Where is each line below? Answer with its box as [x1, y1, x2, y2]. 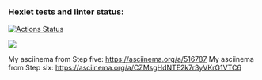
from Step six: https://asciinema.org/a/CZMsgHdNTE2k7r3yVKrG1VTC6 [8, 63, 241, 73]
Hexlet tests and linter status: [8, 6, 124, 17]
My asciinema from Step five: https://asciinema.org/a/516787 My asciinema [8, 55, 255, 64]
